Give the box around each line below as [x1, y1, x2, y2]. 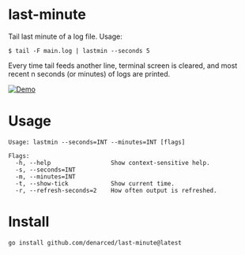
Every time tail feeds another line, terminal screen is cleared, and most [8, 61, 238, 70]
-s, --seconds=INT [15, 166, 77, 174]
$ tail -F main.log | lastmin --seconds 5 [8, 47, 150, 54]
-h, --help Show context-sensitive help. [15, 159, 211, 167]
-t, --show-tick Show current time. [15, 179, 175, 187]
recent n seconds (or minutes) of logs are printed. [8, 69, 171, 78]
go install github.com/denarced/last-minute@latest [8, 238, 182, 246]
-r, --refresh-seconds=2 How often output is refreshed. [15, 186, 217, 194]
